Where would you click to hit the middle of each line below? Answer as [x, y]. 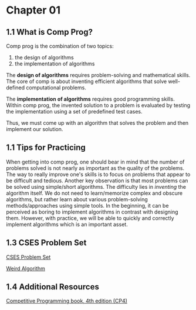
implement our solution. [35, 129]
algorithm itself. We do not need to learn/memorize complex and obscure [94, 193]
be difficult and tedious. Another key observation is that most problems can [97, 181]
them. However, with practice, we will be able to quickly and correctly [90, 218]
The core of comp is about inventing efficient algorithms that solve [87, 81]
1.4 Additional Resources [53, 287]
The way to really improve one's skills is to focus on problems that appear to [98, 174]
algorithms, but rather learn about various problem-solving [77, 199]
